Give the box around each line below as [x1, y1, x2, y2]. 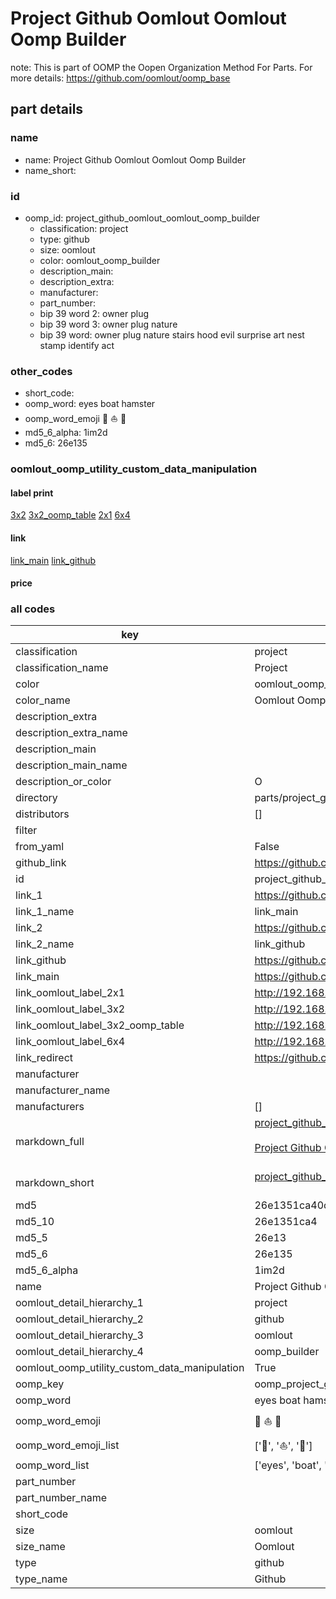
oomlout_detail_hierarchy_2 [15, 1312, 144, 1326]
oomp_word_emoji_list [15, 1438, 120, 1452]
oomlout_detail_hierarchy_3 [15, 1328, 144, 1342]
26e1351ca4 [254, 1215, 318, 1229]
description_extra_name [15, 726, 128, 740]
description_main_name [15, 758, 128, 772]
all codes [10, 602, 56, 616]
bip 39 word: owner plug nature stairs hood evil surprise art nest [39, 328, 305, 341]
